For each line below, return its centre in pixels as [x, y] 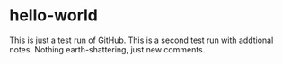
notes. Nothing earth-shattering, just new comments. [107, 49]
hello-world [54, 16]
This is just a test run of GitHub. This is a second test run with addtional [141, 40]
